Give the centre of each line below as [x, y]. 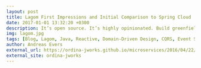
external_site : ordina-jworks [44, 56]
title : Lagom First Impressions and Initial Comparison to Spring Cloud [99, 17]
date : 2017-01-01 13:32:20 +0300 [48, 22]
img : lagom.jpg [25, 34]
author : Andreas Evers [34, 45]
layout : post [22, 12]
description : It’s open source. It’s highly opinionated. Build [88, 28]
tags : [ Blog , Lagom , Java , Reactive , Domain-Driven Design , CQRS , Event [99, 39]
